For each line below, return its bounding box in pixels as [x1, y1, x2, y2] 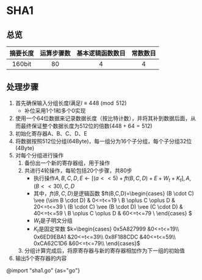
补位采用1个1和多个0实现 [24, 107, 86, 114]
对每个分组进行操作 [15, 151, 64, 159]
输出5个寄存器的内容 [15, 254, 67, 262]
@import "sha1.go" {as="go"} [6, 267, 81, 275]
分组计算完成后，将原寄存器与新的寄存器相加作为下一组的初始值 [24, 247, 185, 254]
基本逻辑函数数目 [76, 49, 126, 57]
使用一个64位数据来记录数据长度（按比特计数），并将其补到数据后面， [15, 114, 191, 122]
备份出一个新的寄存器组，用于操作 [24, 159, 110, 167]
